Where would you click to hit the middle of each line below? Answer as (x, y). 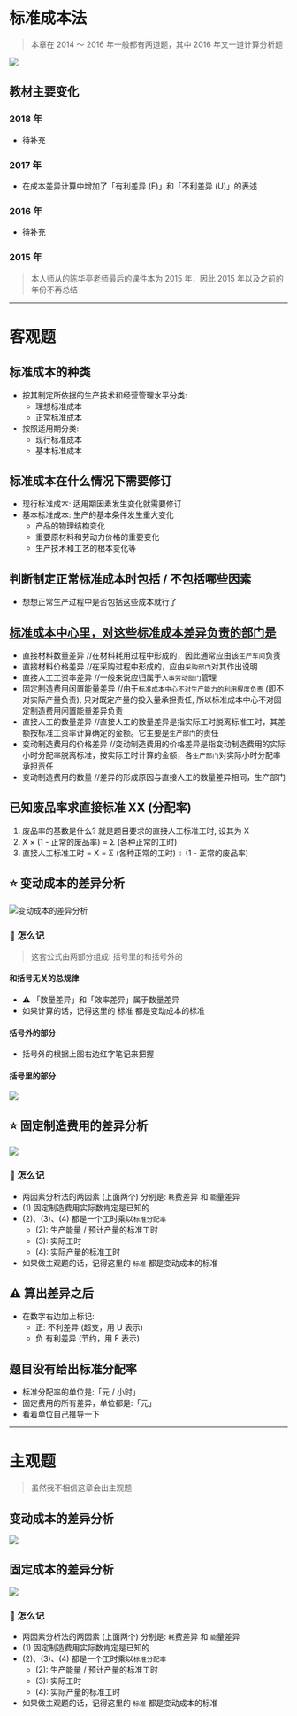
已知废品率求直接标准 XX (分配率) (100, 808)
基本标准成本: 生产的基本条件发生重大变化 (98, 515)
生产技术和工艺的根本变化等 (86, 548)
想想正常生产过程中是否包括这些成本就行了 (99, 602)
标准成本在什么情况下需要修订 (91, 480)
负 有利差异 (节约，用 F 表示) (87, 1339)
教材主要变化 (44, 92)
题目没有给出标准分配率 (73, 1369)
